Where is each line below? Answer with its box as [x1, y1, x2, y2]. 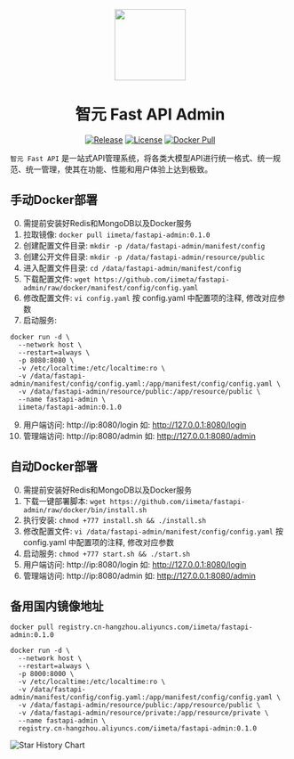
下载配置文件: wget [22, 273, 91, 284]
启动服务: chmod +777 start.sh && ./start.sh [22, 548, 191, 559]
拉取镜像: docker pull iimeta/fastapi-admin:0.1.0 [22, 229, 211, 240]
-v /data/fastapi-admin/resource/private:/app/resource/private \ [18, 708, 269, 718]
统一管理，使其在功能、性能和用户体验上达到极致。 [25, 164, 212, 175]
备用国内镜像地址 [10, 599, 104, 614]
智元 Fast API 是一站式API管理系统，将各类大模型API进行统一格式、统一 [10, 152, 274, 163]
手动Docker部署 [10, 192, 99, 208]
